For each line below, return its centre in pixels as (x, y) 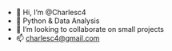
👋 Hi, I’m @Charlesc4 (51, 12)
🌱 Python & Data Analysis (58, 21)
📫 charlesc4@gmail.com (58, 38)
